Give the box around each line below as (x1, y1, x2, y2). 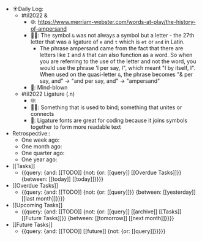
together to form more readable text (30, 123, 121, 131)
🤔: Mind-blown (30, 84, 68, 91)
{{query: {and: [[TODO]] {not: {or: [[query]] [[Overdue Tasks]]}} (21, 169, 182, 176)
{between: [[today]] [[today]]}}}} (21, 175, 104, 183)
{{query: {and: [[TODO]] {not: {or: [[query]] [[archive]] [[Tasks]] (21, 208, 182, 215)
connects (30, 110, 54, 117)
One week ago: (21, 136, 60, 143)
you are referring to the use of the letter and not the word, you (39, 58, 196, 65)
